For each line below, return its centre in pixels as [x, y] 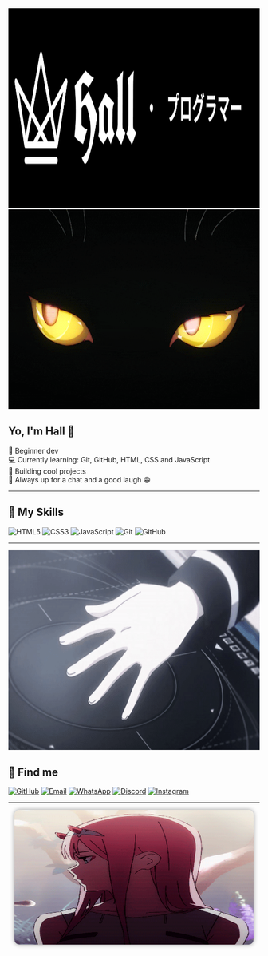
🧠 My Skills [36, 512]
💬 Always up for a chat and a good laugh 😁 [80, 479]
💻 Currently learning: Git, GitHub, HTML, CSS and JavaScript [109, 459]
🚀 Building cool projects [47, 471]
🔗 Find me [33, 773]
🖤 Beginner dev [33, 450]
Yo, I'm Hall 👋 [41, 432]
